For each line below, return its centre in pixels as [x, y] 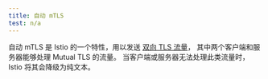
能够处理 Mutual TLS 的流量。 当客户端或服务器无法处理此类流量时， [136, 57]
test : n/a [25, 23]
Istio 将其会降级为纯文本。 [52, 67]
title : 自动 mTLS [36, 16]
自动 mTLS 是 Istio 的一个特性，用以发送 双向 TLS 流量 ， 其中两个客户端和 [131, 47]
